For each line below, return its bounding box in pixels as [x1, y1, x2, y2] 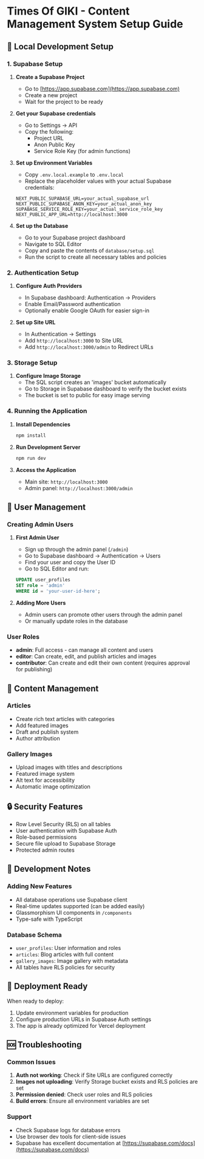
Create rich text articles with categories [15, 715, 115, 722]
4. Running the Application [7, 407, 87, 415]
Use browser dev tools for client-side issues [15, 1133, 126, 1140]
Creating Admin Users [7, 520, 73, 528]
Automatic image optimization [15, 783, 90, 790]
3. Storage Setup [7, 358, 58, 367]
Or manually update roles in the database [24, 617, 128, 624]
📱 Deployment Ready [7, 981, 88, 991]
